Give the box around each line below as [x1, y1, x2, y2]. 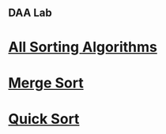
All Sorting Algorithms [8, 38, 158, 56]
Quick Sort [8, 110, 80, 128]
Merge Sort [8, 74, 85, 91]
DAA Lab [8, 6, 53, 20]
